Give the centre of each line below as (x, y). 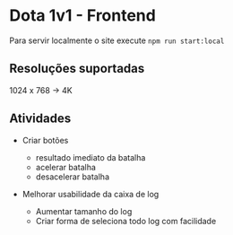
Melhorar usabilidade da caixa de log (91, 194)
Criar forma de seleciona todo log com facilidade (126, 221)
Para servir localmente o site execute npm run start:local (117, 40)
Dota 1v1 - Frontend (83, 16)
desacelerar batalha (73, 177)
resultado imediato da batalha (91, 157)
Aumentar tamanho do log (84, 211)
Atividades (40, 119)
